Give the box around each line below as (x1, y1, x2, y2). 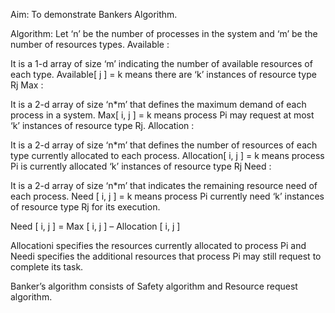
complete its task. (10, 261, 84, 273)
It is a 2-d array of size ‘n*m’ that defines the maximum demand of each (10, 99, 307, 110)
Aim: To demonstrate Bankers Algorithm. (10, 9, 178, 20)
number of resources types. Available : (10, 39, 170, 50)
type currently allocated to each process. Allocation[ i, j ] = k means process (10, 150, 325, 161)
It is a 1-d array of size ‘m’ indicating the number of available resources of (10, 58, 313, 69)
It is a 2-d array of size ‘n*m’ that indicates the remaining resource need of (10, 180, 318, 191)
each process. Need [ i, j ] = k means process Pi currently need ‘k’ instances (10, 190, 325, 202)
